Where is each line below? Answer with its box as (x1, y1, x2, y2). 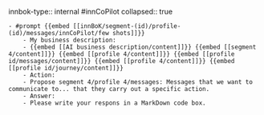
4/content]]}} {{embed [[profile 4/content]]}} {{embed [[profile (8, 50, 235, 58)
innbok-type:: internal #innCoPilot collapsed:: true (8, 7, 173, 16)
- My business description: (22, 36, 116, 44)
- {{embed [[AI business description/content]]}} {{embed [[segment (22, 43, 257, 51)
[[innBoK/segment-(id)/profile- (72, 22, 181, 30)
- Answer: (22, 92, 56, 100)
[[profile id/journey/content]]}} (8, 64, 124, 72)
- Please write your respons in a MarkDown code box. (22, 99, 206, 107)
